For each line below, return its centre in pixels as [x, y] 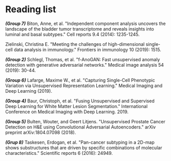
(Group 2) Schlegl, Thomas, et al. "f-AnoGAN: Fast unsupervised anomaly [83, 59]
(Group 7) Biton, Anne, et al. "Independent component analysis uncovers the [85, 23]
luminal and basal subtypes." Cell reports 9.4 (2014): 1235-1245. [73, 34]
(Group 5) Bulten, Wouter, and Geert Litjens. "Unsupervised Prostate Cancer [85, 121]
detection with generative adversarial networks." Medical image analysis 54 [85, 65]
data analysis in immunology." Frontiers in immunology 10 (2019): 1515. [87, 49]
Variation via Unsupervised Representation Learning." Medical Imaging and [84, 86]
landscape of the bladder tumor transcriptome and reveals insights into [80, 29]
